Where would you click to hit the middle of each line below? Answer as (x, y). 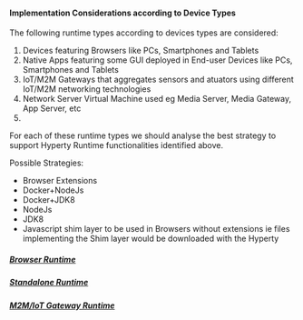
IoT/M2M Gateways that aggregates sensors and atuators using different (158, 80)
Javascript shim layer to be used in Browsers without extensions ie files (156, 229)
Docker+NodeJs (53, 190)
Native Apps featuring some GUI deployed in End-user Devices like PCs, (157, 60)
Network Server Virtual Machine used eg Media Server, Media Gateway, (157, 99)
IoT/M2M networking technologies (87, 89)
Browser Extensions (60, 181)
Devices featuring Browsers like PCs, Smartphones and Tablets (141, 51)
